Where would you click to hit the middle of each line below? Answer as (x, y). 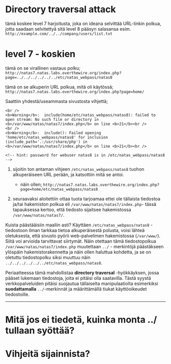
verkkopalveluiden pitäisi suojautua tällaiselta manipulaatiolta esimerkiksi (82, 283)
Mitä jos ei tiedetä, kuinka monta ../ (81, 320)
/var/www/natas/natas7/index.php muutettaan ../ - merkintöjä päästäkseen (84, 246)
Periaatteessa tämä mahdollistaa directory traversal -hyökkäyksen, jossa (82, 272)
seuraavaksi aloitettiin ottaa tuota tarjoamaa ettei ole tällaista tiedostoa (87, 199)
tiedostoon (17, 230)
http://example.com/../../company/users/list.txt (59, 34)
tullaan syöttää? (40, 331)
